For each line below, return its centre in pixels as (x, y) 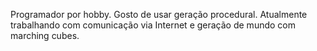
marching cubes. (45, 35)
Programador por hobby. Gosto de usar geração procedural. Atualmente (159, 14)
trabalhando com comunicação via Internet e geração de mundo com (153, 25)
